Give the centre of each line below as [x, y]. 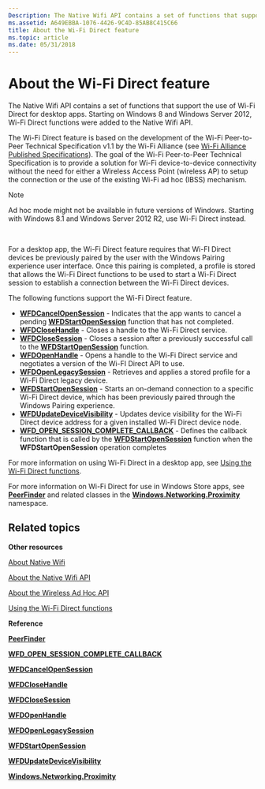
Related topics [44, 528]
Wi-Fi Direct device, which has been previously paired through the [127, 397]
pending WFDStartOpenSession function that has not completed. [127, 322]
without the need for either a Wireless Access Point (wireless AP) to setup [128, 171]
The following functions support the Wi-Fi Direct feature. [100, 298]
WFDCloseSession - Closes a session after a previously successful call [136, 338]
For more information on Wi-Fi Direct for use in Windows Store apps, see [126, 487]
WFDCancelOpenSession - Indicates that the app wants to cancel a [131, 313]
